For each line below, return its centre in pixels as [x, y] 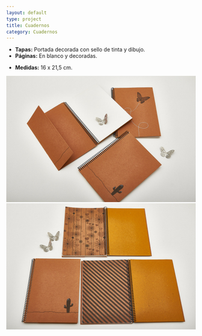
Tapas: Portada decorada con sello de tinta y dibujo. [80, 50]
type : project [24, 19]
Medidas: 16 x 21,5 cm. [44, 68]
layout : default [26, 13]
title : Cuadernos [28, 25]
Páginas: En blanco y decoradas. [56, 56]
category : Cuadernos [32, 32]
